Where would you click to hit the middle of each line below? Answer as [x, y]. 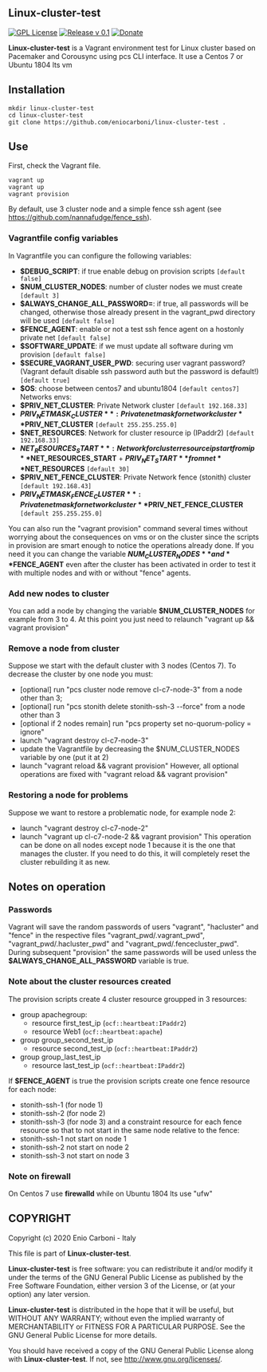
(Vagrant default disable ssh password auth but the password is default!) [139, 371]
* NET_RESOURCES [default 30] [75, 469]
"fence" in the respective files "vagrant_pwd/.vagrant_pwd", [106, 936]
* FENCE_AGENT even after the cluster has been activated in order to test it [132, 564]
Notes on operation [57, 887]
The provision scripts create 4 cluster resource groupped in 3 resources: [128, 999]
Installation [37, 90]
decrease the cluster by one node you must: [81, 674]
